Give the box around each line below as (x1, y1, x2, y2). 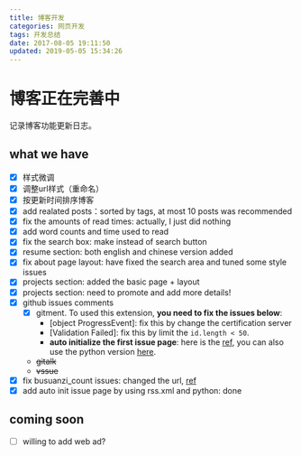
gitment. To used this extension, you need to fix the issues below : (35, 307, 283, 318)
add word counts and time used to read (22, 227, 169, 237)
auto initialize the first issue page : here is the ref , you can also (49, 336, 284, 348)
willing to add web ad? (22, 435, 106, 447)
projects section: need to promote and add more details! (22, 286, 232, 298)
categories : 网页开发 (9, 22, 86, 31)
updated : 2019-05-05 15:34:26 (9, 47, 123, 56)
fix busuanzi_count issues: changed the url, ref (22, 375, 196, 386)
